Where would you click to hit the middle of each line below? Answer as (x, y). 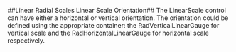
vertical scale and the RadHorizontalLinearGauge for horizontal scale (108, 33)
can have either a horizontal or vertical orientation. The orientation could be (118, 18)
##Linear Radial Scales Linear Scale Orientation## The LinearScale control (117, 10)
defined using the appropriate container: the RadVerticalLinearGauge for (113, 25)
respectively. (26, 41)
